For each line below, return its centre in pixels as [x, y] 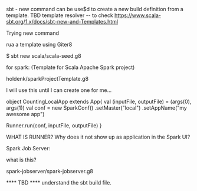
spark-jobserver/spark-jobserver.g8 [50, 171]
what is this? [21, 160]
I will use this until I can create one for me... [59, 90]
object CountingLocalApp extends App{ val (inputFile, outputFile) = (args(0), [99, 101]
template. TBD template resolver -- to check [60, 15]
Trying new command [32, 33]
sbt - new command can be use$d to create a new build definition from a [95, 9]
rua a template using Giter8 [39, 45]
